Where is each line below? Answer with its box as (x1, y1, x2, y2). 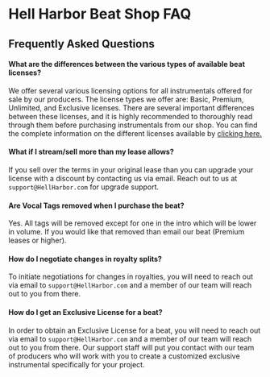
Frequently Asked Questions (8, 37, 156, 51)
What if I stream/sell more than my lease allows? (8, 147, 175, 157)
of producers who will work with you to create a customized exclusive (8, 351, 240, 361)
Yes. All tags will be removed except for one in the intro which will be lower (8, 218, 257, 228)
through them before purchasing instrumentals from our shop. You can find (8, 120, 258, 130)
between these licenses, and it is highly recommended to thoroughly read (8, 111, 253, 121)
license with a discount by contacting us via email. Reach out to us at (8, 173, 238, 183)
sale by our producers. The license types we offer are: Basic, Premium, (8, 94, 244, 104)
